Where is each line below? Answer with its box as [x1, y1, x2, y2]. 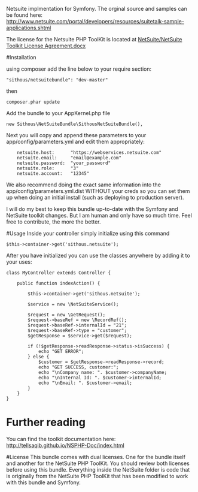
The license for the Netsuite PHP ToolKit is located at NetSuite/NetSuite [6, 36, 182, 43]
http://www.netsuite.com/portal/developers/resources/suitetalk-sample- [6, 18, 184, 25]
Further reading [6, 416, 86, 429]
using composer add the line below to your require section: [6, 65, 152, 73]
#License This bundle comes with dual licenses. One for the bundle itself [6, 453, 185, 460]
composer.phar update [6, 99, 60, 105]
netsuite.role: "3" [17, 165, 79, 171]
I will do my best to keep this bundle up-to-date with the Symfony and [6, 206, 178, 212]
